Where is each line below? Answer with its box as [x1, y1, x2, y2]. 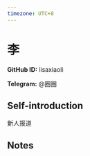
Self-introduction [7, 99, 84, 111]
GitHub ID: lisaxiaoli [7, 65, 64, 73]
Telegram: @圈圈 [7, 79, 57, 88]
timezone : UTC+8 [7, 10, 54, 17]
